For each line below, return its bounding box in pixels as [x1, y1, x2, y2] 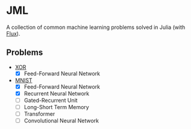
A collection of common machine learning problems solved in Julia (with [6, 24, 186, 31]
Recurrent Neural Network [23, 90, 90, 97]
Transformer [23, 110, 55, 118]
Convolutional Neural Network [23, 117, 99, 124]
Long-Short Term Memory [23, 104, 89, 110]
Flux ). [6, 30, 20, 37]
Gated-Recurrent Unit [23, 96, 78, 104]
